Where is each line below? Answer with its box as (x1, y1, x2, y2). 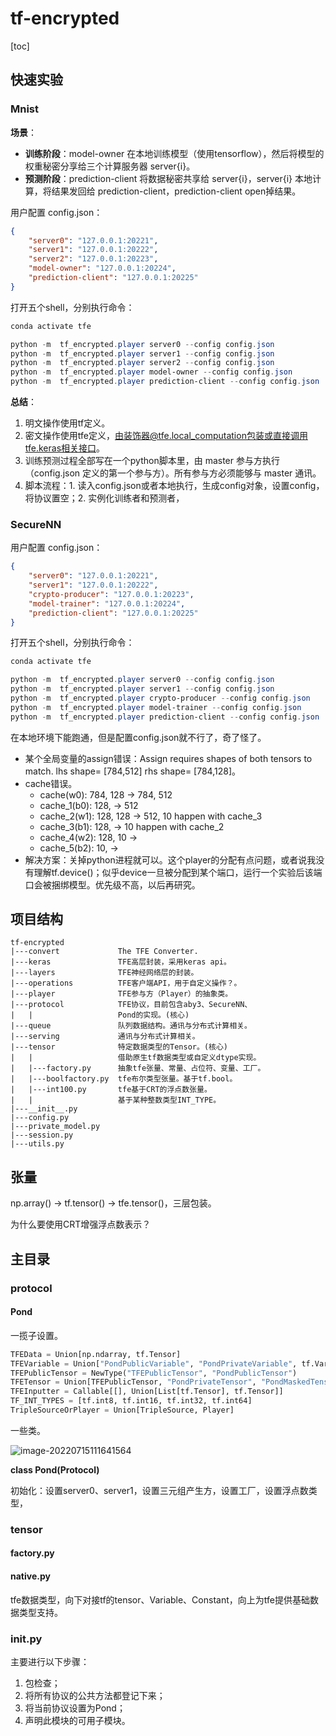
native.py (10, 1570, 51, 1582)
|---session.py (10, 1130, 74, 1141)
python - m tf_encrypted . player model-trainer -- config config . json (10, 702, 302, 712)
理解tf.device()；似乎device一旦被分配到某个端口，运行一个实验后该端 (33, 866, 323, 878)
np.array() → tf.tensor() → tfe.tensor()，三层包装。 (10, 1197, 217, 1209)
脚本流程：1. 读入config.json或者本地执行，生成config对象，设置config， (24, 480, 325, 491)
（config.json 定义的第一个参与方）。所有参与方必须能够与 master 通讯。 (24, 467, 322, 479)
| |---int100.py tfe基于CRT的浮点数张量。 (10, 1085, 212, 1095)
